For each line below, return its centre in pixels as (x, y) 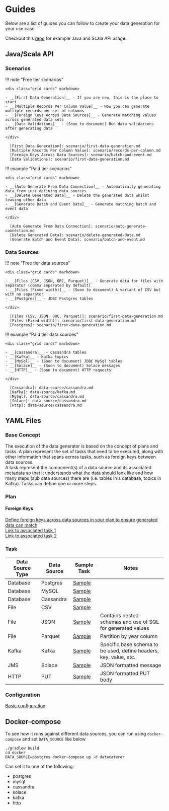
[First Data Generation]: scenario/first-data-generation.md (75, 146)
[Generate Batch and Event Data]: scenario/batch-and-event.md (77, 239)
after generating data (29, 128)
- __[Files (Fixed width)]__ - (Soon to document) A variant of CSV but (83, 290)
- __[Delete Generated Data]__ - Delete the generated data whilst (77, 195)
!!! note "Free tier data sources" (38, 263)
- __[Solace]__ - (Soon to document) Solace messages (63, 365)
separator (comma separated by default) (48, 285)
